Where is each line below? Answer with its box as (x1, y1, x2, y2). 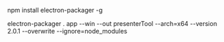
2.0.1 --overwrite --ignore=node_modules (7, 27, 128, 35)
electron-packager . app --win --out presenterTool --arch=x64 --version (7, 20, 218, 27)
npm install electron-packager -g (7, 6, 103, 14)
